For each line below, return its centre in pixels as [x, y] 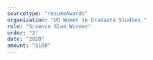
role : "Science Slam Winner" [49, 26]
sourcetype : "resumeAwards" [48, 13]
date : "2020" [26, 39]
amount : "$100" [29, 46]
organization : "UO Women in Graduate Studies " [77, 20]
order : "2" [23, 33]
